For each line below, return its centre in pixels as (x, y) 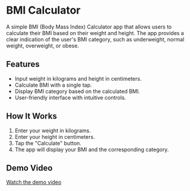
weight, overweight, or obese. (42, 46)
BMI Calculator (43, 10)
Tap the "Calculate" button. (48, 143)
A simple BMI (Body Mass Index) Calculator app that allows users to (89, 27)
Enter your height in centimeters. (55, 136)
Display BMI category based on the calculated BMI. (77, 91)
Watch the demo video (34, 182)
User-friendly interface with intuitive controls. (70, 97)
